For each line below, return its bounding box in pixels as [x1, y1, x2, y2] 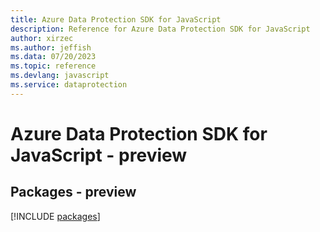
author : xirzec [10, 33, 74, 43]
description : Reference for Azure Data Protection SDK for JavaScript [10, 24, 311, 34]
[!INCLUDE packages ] [10, 210, 101, 222]
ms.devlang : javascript [10, 71, 110, 81]
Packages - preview [10, 184, 137, 201]
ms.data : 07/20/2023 [10, 52, 97, 62]
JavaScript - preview [10, 144, 188, 166]
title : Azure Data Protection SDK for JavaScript [10, 14, 222, 25]
